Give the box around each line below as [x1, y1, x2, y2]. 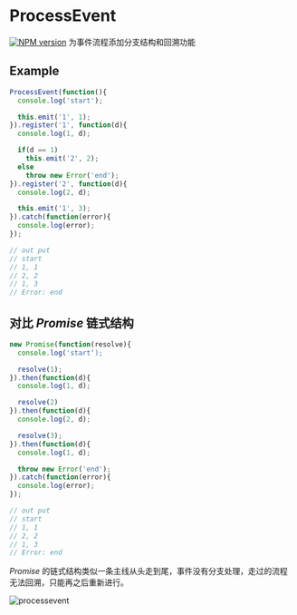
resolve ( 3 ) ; [17, 431, 63, 440]
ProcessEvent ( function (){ [9, 87, 107, 96]
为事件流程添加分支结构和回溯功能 [68, 36, 196, 47]
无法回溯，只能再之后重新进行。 [9, 577, 129, 588]
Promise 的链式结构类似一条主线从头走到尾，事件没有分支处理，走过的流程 [9, 566, 288, 577]
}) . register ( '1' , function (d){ [9, 121, 128, 130]
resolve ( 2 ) [17, 398, 59, 407]
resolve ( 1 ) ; [17, 365, 63, 374]
